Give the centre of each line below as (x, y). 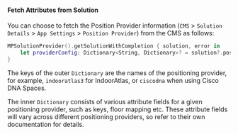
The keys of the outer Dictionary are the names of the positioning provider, (117, 73)
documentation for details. (46, 124)
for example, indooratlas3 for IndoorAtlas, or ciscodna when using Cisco (113, 80)
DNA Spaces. (27, 88)
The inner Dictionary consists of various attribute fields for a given (105, 101)
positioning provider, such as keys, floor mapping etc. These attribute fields (118, 109)
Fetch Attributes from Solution (53, 10)
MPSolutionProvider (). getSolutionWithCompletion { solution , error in (114, 46)
